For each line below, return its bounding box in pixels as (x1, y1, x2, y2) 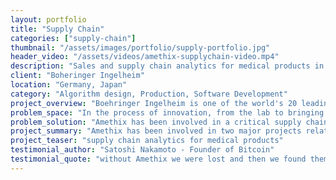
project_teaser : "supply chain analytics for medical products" (10, 136, 284, 146)
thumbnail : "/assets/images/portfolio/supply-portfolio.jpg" (10, 42, 271, 53)
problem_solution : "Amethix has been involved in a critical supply (10, 117, 302, 127)
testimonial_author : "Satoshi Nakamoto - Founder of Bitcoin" (10, 145, 275, 155)
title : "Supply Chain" (10, 24, 105, 34)
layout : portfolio (10, 14, 87, 25)
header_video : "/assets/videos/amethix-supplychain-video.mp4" (10, 52, 280, 62)
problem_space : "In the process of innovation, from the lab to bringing (10, 107, 325, 118)
